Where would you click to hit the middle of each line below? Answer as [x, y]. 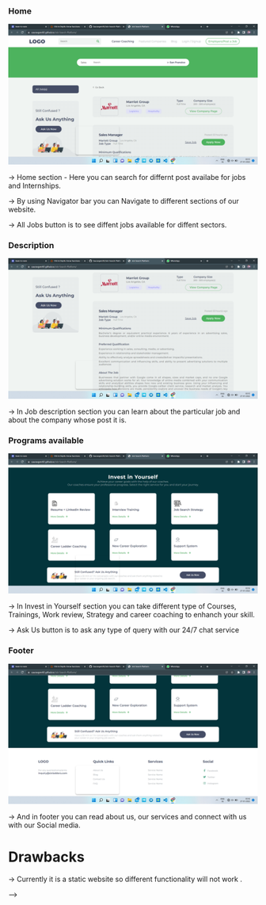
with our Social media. [44, 825]
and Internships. [35, 185]
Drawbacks [46, 857]
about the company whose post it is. [67, 420]
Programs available [46, 440]
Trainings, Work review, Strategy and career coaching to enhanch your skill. [132, 615]
